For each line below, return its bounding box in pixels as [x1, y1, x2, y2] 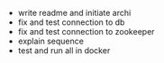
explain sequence [17, 35, 84, 46]
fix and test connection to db [17, 17, 125, 28]
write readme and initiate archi [17, 8, 132, 18]
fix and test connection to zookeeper [17, 27, 155, 36]
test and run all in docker [17, 45, 111, 56]
